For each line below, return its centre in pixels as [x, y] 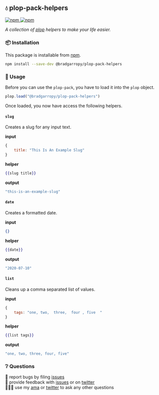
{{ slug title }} [21, 173]
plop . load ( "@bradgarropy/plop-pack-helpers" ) [52, 96]
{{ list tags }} [20, 335]
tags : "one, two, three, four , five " [58, 312]
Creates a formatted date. [31, 213]
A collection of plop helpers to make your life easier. [58, 30]
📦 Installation [22, 42]
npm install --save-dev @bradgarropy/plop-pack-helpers [64, 64]
